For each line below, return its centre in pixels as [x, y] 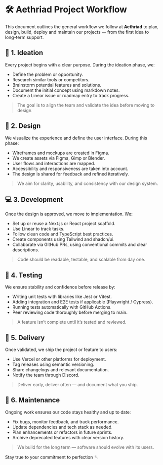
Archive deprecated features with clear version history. [68, 437]
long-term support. [24, 37]
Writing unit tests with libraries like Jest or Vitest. [62, 297]
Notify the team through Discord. [46, 375]
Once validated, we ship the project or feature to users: [61, 349]
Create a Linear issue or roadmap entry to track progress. [71, 95]
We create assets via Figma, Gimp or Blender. [59, 158]
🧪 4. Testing [24, 275]
